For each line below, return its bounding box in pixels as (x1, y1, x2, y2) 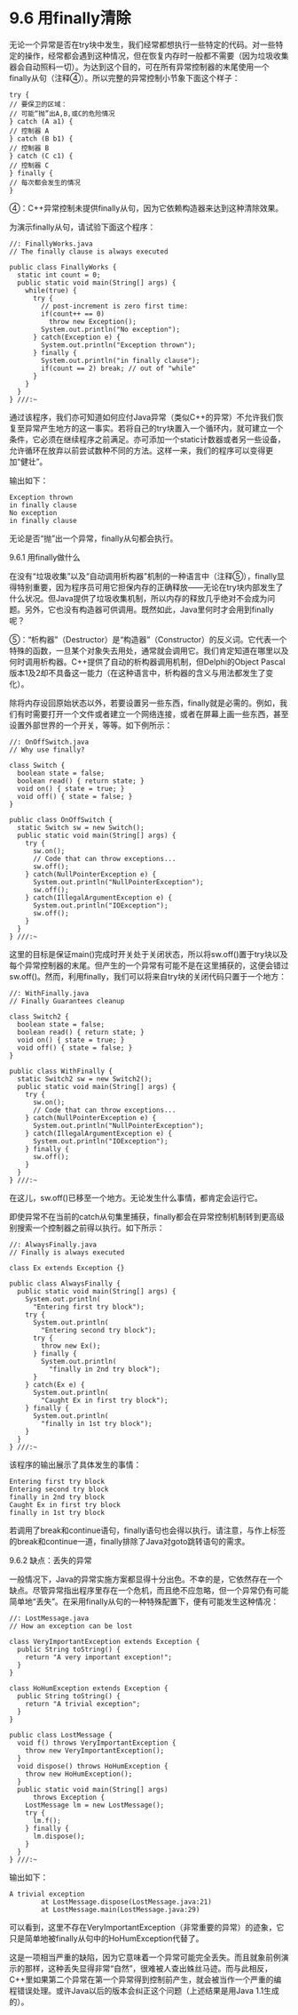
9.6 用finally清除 (9, 8, 131, 28)
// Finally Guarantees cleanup (9, 996, 125, 1005)
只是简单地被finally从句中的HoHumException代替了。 (9, 1932, 204, 1944)
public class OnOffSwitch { (9, 815, 114, 824)
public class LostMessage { (9, 1730, 114, 1739)
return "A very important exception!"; (25, 1652, 173, 1662)
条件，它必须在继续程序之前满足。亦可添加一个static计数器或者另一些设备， (9, 433, 286, 445)
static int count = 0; (17, 270, 101, 279)
